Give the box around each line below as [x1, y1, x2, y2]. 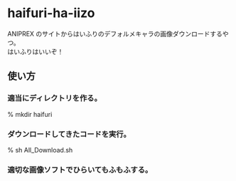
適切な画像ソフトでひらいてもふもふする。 [7, 165, 153, 175]
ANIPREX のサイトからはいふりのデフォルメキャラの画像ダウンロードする [7, 29, 222, 38]
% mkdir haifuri [7, 110, 53, 118]
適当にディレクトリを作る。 [7, 93, 102, 103]
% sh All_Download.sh [7, 145, 73, 154]
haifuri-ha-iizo [7, 5, 95, 21]
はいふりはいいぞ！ [7, 47, 64, 56]
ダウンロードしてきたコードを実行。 [7, 129, 132, 139]
